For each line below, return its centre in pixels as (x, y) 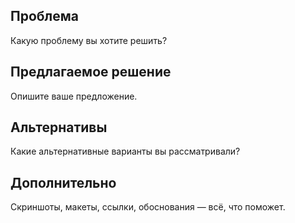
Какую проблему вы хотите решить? (89, 40)
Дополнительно (63, 182)
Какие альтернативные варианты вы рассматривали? (125, 151)
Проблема (45, 16)
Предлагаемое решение (91, 72)
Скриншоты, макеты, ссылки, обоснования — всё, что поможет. (148, 207)
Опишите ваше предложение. (74, 96)
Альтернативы (59, 127)
